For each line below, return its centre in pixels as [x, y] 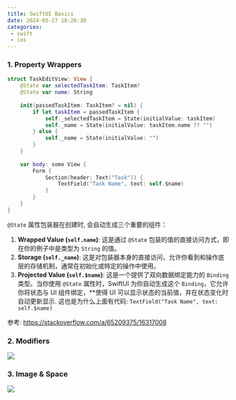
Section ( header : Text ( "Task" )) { [94, 177]
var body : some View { [53, 164]
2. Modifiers [29, 341]
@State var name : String [56, 92]
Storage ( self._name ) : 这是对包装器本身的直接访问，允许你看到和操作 [118, 257]
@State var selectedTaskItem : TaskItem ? [80, 86]
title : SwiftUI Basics [41, 14]
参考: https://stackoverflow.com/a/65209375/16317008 [87, 322]
